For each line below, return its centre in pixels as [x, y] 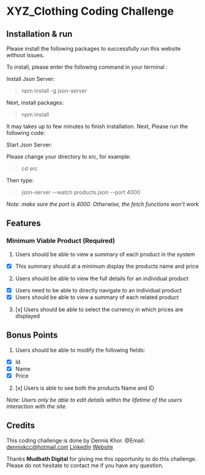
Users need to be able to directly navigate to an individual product [98, 290]
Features [24, 223]
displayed [28, 316]
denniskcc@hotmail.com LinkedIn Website [60, 447]
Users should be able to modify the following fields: [80, 350]
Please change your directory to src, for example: [69, 157]
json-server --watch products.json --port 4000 [81, 192]
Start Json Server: [29, 145]
